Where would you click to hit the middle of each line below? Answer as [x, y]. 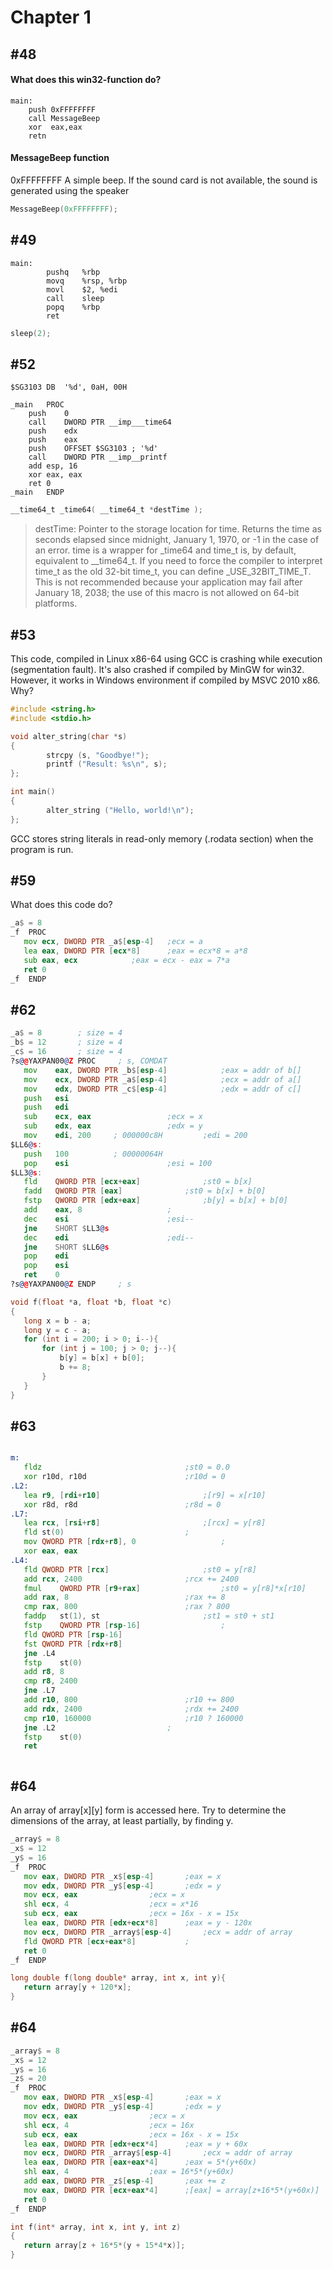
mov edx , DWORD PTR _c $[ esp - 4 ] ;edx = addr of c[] [162, 1089]
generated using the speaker [70, 190]
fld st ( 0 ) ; [106, 1532]
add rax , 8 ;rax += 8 [124, 1597]
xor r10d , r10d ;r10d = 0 [124, 1477]
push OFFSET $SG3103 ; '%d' [93, 449]
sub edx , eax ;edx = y [113, 1126]
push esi [46, 1098]
